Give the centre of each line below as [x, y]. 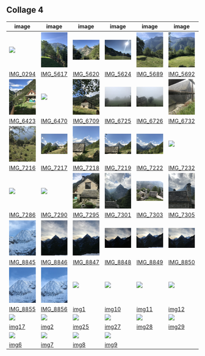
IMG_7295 [86, 215]
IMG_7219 [118, 168]
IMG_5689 [150, 74]
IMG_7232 [182, 168]
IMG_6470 [54, 121]
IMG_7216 [22, 168]
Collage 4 [25, 10]
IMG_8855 [22, 309]
